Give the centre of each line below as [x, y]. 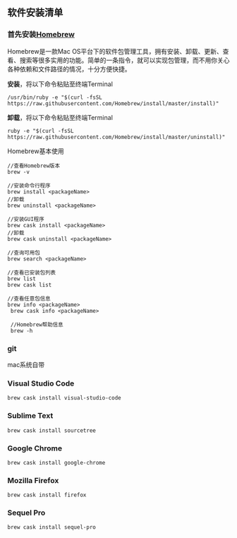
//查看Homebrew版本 [34, 166]
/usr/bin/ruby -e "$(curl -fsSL [55, 97]
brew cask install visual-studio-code [64, 398]
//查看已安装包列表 [32, 273]
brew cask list [30, 285]
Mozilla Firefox [33, 480]
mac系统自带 [26, 364]
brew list [22, 279]
